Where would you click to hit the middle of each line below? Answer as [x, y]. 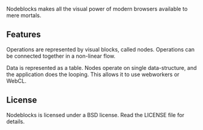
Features [24, 35]
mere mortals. [24, 15]
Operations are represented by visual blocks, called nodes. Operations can [101, 49]
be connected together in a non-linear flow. [61, 56]
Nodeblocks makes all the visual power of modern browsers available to [97, 9]
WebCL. [16, 81]
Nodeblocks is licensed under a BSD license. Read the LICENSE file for [95, 115]
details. [16, 121]
